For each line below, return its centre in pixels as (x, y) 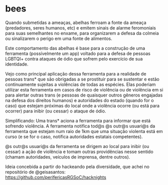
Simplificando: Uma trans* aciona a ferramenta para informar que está (78, 120)
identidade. (17, 64)
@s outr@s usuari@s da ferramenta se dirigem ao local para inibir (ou (77, 146)
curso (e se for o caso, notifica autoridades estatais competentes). (74, 136)
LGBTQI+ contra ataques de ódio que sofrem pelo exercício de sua (74, 58)
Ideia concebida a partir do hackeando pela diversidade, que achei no (77, 166)
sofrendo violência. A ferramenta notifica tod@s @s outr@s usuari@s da (80, 126)
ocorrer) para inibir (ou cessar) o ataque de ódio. (56, 111)
